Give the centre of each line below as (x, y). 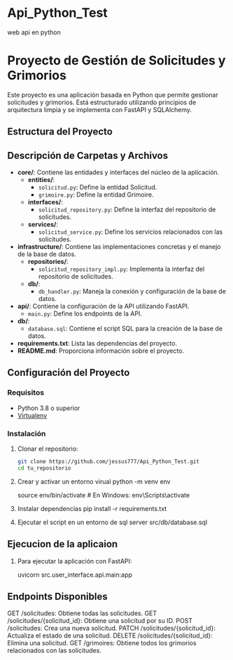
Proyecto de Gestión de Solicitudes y (116, 61)
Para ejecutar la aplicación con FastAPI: (75, 561)
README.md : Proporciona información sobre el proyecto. (100, 351)
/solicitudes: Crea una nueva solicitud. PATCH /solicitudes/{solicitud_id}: (111, 629)
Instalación (27, 433)
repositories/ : (48, 262)
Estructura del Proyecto (60, 132)
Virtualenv (32, 415)
